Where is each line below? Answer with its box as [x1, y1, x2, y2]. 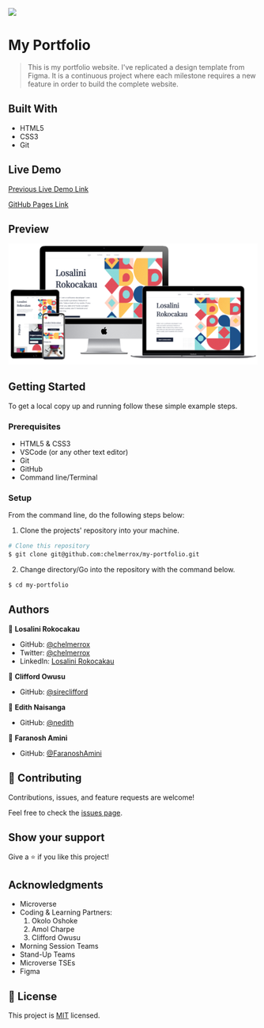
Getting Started [8, 380, 86, 394]
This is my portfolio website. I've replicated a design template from [27, 62, 245, 71]
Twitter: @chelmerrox [19, 648, 91, 657]
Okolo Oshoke [31, 916, 78, 926]
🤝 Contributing [8, 771, 82, 785]
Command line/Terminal [19, 472, 98, 483]
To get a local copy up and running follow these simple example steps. [8, 401, 238, 411]
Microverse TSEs [19, 958, 76, 968]
